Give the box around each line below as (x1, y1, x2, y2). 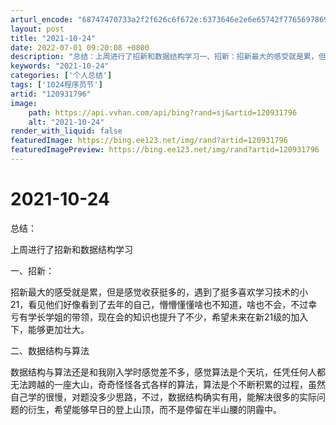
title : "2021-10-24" (10, 33, 97, 43)
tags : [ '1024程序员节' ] (10, 80, 103, 90)
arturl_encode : (10, 14, 74, 25)
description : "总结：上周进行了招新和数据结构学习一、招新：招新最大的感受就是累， (10, 52, 319, 62)
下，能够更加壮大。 (10, 323, 90, 335)
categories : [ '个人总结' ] (10, 71, 113, 81)
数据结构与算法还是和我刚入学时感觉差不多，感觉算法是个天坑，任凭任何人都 (10, 366, 326, 378)
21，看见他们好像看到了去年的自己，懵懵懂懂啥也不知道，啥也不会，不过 (10, 298, 309, 310)
